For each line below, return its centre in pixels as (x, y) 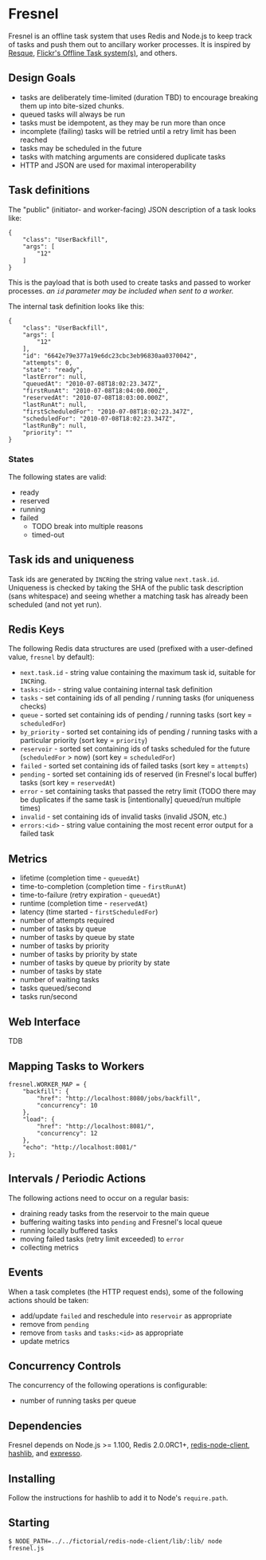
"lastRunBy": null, (55, 425)
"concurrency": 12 (67, 1133)
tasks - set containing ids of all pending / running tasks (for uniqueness (137, 698)
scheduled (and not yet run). (55, 604)
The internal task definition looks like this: (76, 306)
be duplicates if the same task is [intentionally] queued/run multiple (130, 800)
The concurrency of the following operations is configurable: (108, 1385)
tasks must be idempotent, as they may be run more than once (123, 122)
